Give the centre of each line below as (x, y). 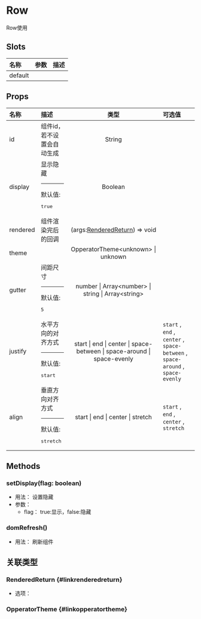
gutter (18, 289)
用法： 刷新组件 (34, 541)
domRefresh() (27, 528)
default (19, 75)
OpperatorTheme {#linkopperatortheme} (67, 609)
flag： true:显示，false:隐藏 (57, 512)
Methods (23, 466)
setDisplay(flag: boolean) (44, 483)
